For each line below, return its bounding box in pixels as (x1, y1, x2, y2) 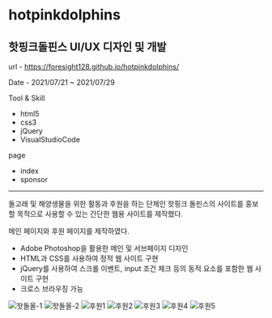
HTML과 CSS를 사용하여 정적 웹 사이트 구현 (19, 253, 159, 263)
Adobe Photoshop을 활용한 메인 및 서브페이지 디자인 (19, 244, 189, 252)
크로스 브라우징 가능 (19, 284, 83, 293)
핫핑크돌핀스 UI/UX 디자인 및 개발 (8, 40, 168, 53)
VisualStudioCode (19, 135, 81, 144)
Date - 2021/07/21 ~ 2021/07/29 (8, 78, 115, 87)
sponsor (19, 175, 49, 184)
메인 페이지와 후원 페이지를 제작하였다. (8, 227, 130, 235)
